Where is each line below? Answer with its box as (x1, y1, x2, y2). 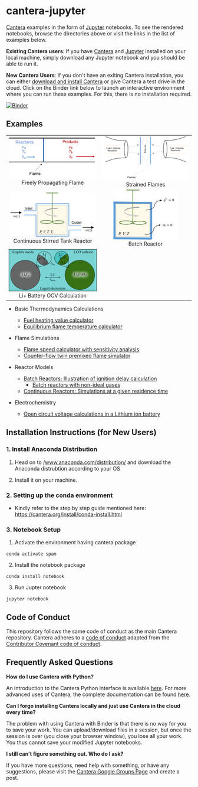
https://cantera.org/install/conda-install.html (14, 511, 123, 518)
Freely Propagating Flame (21, 179, 84, 187)
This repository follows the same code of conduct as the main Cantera (6, 628, 177, 635)
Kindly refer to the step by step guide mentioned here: (14, 504, 146, 511)
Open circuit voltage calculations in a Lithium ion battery (23, 410, 161, 417)
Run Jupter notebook (14, 584, 67, 591)
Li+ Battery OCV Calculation (18, 292, 87, 299)
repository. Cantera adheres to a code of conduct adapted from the (6, 634, 170, 641)
